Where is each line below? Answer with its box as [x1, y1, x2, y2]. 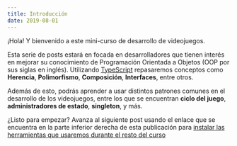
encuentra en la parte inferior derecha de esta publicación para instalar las [7, 123, 225, 131]
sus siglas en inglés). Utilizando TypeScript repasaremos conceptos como [7, 65, 224, 74]
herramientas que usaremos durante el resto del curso [7, 130, 166, 139]
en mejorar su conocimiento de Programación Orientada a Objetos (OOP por [7, 57, 230, 66]
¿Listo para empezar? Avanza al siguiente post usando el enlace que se [7, 115, 216, 124]
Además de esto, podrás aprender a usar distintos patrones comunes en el [7, 86, 225, 95]
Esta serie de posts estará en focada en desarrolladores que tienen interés [7, 50, 225, 59]
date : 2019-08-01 [7, 17, 59, 24]
